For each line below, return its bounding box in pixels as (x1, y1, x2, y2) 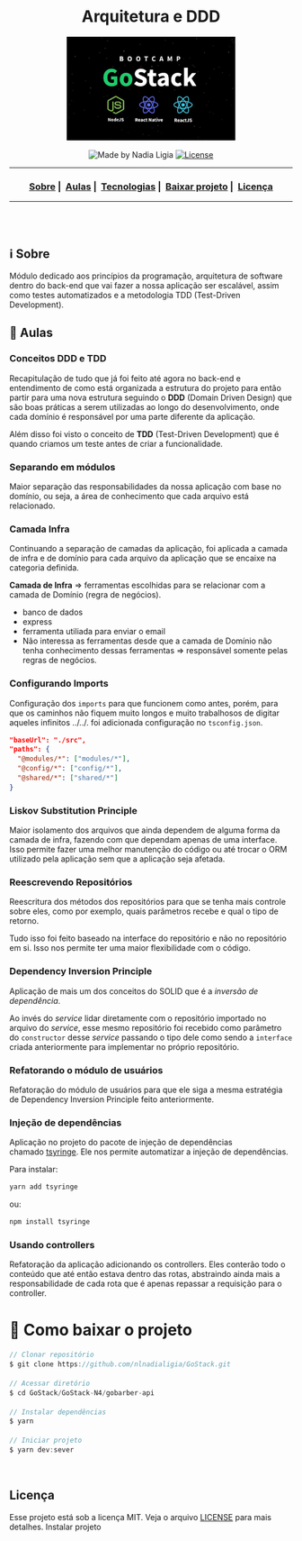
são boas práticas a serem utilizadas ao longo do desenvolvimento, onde (9, 401, 280, 412)
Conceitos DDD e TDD (9, 352, 107, 365)
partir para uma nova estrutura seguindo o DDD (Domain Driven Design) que (9, 392, 292, 403)
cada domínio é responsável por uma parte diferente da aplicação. (9, 411, 256, 422)
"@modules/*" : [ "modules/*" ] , (17, 754, 130, 763)
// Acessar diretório (9, 1379, 91, 1388)
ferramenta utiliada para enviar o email (22, 626, 166, 637)
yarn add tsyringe (9, 1182, 78, 1191)
